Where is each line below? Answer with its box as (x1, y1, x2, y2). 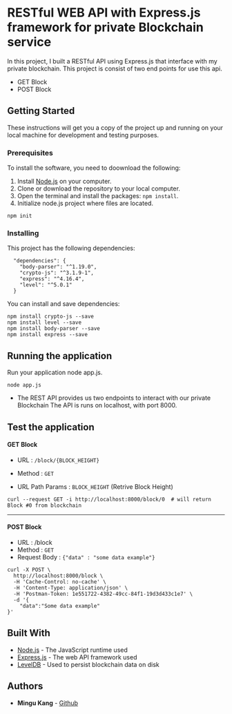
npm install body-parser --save (7, 325, 100, 332)
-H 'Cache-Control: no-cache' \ (13, 578, 107, 585)
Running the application (7, 350, 113, 362)
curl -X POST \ (7, 566, 51, 573)
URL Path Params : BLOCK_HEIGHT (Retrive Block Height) (17, 482, 174, 491)
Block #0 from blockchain (7, 502, 81, 509)
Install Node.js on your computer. (17, 177, 112, 186)
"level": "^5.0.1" (19, 282, 72, 289)
